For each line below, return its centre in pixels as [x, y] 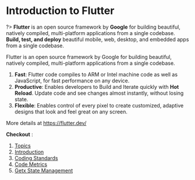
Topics [22, 146]
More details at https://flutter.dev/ [46, 123]
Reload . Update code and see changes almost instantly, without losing [99, 93]
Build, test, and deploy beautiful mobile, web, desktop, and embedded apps [97, 39]
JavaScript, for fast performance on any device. [72, 81]
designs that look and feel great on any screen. [71, 112]
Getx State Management [44, 170]
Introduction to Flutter [60, 11]
